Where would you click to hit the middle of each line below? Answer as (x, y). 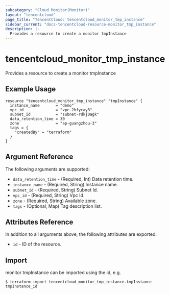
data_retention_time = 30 (38, 119)
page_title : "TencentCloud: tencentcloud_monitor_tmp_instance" (75, 19)
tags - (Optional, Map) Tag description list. (57, 206)
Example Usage (31, 89)
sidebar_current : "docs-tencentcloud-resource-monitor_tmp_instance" (81, 24)
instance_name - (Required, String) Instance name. (65, 184)
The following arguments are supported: (48, 169)
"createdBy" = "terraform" (43, 132)
